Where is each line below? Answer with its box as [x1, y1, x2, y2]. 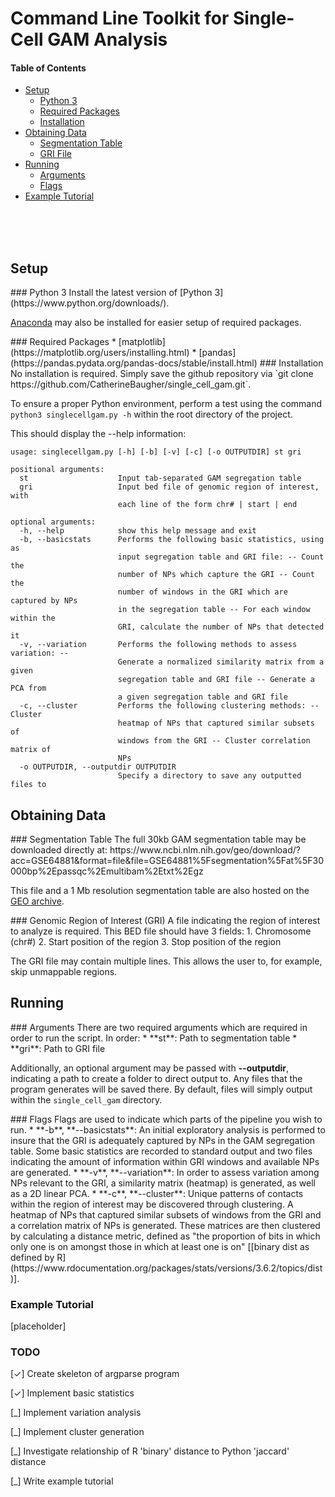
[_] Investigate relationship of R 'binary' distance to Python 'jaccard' [10, 1445, 290, 1457]
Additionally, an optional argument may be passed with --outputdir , [10, 1062, 290, 1074]
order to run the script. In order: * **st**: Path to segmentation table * [10, 1032, 298, 1044]
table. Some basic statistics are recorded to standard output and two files [10, 1145, 313, 1157]
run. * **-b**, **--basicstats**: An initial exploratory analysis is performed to [10, 1123, 326, 1136]
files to [10, 780, 47, 790]
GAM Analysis [47, 28, 168, 51]
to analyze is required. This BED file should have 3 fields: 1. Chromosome [10, 925, 312, 937]
